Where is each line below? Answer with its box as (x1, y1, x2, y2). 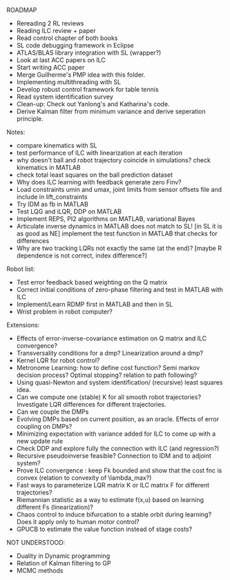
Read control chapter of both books (16, 34, 118, 42)
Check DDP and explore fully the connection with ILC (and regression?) (16, 445, 220, 452)
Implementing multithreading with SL (16, 78, 122, 86)
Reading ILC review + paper (16, 27, 96, 35)
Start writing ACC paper (16, 64, 85, 71)
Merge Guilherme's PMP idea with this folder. (16, 70, 146, 79)
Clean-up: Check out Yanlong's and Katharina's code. (16, 100, 170, 108)
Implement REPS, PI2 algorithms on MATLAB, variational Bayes (16, 215, 195, 223)
